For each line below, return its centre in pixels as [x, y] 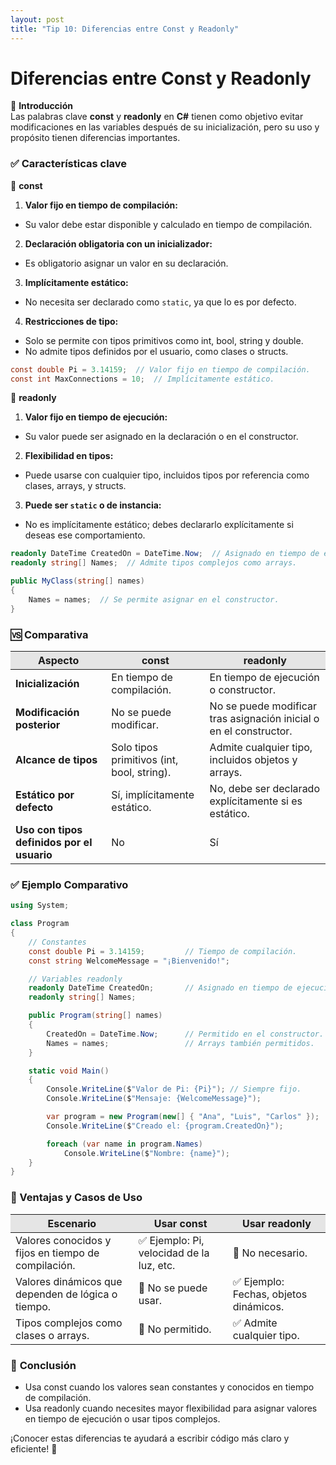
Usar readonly [276, 1223]
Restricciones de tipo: [71, 321]
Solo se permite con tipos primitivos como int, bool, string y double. [164, 340]
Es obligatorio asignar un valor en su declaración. [126, 263]
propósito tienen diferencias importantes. [95, 138]
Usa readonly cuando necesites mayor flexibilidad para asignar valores [171, 1408]
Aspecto [59, 661]
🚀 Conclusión [43, 1365]
